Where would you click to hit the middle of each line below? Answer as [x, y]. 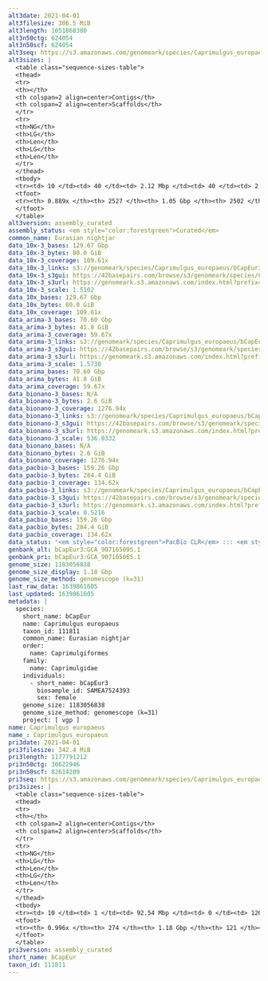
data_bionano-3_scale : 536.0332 [62, 438]
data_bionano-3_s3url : [46, 431]
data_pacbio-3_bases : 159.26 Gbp [64, 468]
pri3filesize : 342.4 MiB [49, 750]
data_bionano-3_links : [46, 416]
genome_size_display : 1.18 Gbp [60, 572]
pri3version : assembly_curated [60, 950]
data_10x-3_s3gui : [39, 275]
